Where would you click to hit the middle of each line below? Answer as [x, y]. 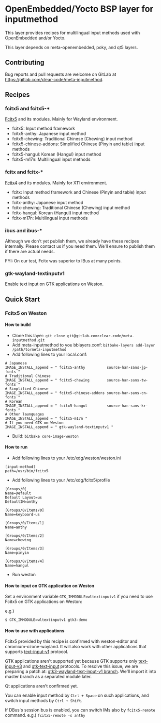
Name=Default [18, 493]
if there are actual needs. [30, 252]
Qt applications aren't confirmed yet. [42, 686]
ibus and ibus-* [24, 230]
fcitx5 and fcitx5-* [28, 109]
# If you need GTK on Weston [34, 423]
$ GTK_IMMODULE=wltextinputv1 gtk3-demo [46, 620]
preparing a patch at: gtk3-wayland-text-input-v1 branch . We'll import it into [80, 671]
